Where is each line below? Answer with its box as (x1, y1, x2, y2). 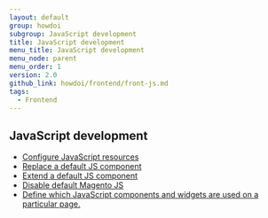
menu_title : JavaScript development (9, 46, 145, 55)
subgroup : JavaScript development (9, 29, 138, 38)
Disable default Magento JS (21, 180, 124, 191)
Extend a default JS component (21, 170, 138, 182)
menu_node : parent (9, 54, 77, 63)
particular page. (21, 199, 81, 209)
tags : (9, 87, 29, 96)
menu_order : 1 (9, 63, 62, 72)
